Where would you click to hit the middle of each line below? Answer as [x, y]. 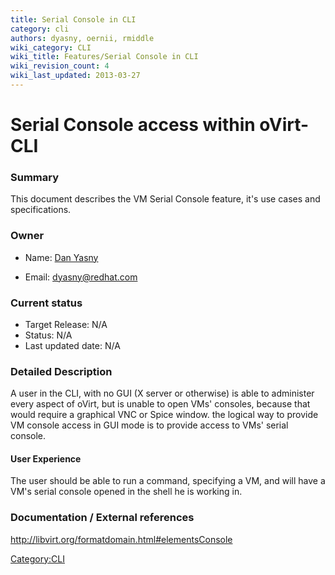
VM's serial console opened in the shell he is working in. [126, 492]
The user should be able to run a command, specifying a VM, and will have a [168, 481]
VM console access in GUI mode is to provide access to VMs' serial [149, 425]
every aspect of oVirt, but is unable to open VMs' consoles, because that [160, 404]
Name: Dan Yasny [61, 257]
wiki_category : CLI [51, 47]
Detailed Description [61, 371]
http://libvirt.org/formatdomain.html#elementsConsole [121, 539]
